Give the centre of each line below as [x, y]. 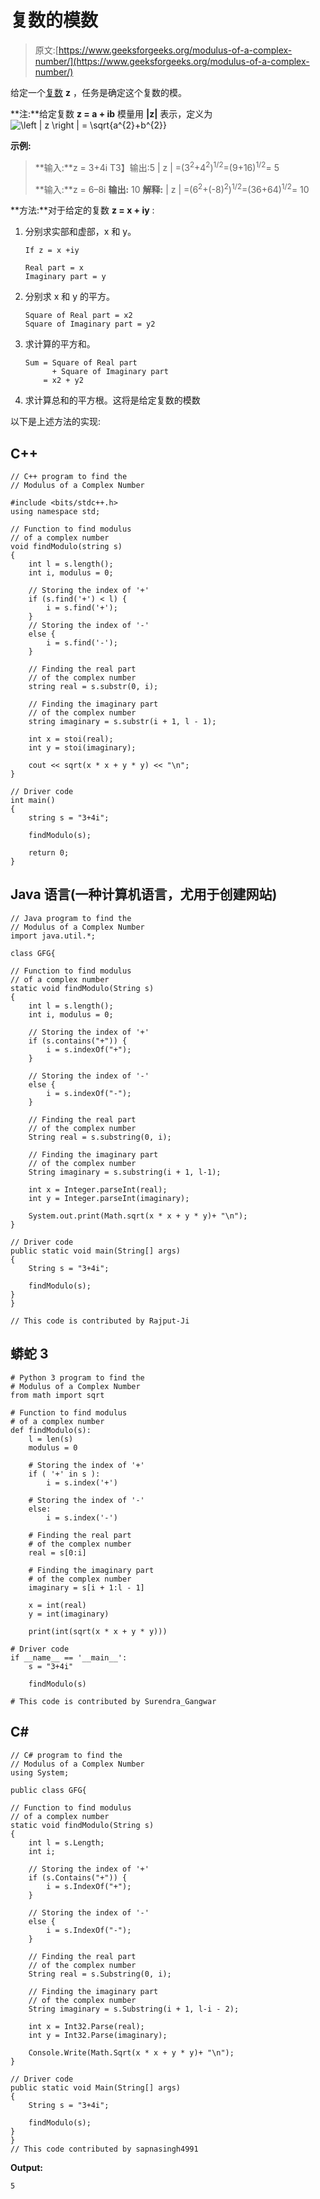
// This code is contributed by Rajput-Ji [100, 1321]
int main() [33, 801]
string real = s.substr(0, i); [93, 687]
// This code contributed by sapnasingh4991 [104, 2149]
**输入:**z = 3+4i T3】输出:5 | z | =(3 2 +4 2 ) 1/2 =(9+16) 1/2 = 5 [157, 166]
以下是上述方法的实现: [56, 422]
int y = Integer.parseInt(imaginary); [109, 1198]
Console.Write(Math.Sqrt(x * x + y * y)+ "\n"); [131, 2052]
